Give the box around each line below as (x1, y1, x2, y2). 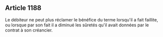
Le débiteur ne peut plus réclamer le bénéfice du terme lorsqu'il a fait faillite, (5, 17, 158, 22)
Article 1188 (5, 4, 41, 12)
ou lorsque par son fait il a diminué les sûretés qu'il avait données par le (5, 22, 149, 28)
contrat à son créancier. (5, 27, 53, 33)
